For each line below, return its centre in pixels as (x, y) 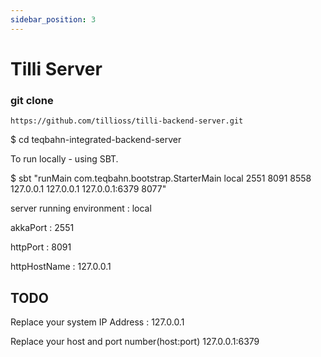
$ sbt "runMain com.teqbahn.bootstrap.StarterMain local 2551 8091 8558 (161, 178)
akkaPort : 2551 (42, 228)
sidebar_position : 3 (53, 19)
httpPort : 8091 (41, 247)
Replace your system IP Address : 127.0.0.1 (97, 322)
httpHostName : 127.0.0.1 (61, 267)
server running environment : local (81, 208)
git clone (32, 100)
